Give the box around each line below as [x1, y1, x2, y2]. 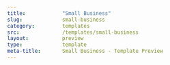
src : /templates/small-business [7, 28, 139, 36]
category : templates [7, 22, 90, 29]
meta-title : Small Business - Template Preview [7, 48, 164, 55]
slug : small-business [7, 16, 106, 23]
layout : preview [7, 35, 84, 42]
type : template [7, 41, 87, 48]
